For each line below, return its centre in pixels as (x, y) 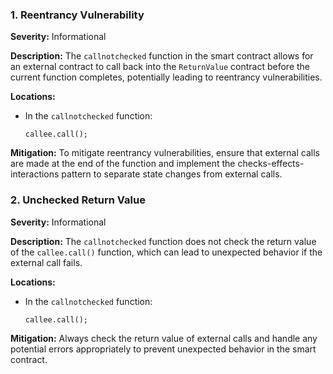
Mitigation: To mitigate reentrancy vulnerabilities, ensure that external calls (165, 153)
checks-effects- (271, 164)
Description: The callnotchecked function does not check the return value (163, 241)
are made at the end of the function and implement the (123, 164)
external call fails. (46, 262)
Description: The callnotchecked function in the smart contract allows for (162, 56)
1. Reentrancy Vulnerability (77, 15)
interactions (35, 174)
